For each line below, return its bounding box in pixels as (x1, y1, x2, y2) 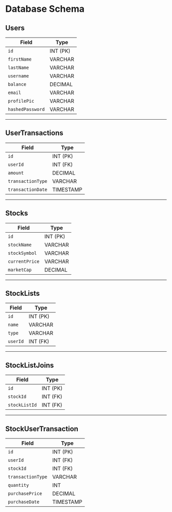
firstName (8, 56, 32, 62)
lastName (8, 65, 29, 70)
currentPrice (8, 258, 40, 264)
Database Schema (5, 3, 85, 15)
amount (8, 170, 24, 176)
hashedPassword (8, 106, 45, 112)
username (8, 73, 29, 79)
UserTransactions (5, 129, 63, 138)
